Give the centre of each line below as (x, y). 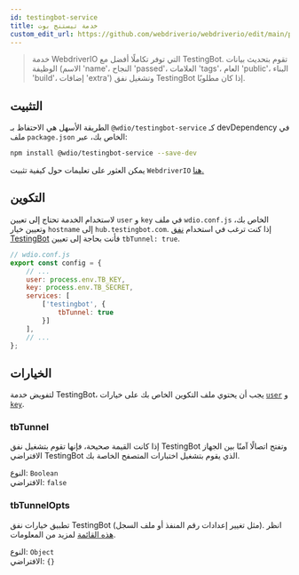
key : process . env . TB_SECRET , (80, 288)
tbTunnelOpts (40, 506)
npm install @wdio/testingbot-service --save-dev (104, 153)
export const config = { (56, 263)
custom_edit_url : (42, 34)
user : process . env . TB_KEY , (76, 280)
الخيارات (31, 373)
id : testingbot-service (54, 17)
